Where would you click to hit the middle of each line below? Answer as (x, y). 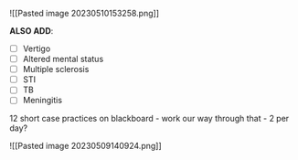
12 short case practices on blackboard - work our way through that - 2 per (149, 119)
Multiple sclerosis (56, 69)
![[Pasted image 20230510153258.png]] (85, 13)
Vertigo (37, 48)
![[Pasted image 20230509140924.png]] (85, 146)
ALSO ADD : (32, 31)
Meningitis (42, 101)
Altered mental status (63, 59)
